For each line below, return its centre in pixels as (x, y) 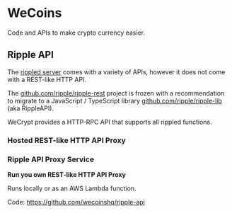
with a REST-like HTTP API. (47, 79)
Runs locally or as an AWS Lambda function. (72, 188)
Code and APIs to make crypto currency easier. (76, 33)
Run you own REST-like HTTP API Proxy (66, 174)
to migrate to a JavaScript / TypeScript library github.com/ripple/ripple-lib (115, 100)
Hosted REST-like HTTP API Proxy (66, 140)
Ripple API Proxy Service (51, 159)
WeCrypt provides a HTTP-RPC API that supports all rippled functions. (110, 122)
